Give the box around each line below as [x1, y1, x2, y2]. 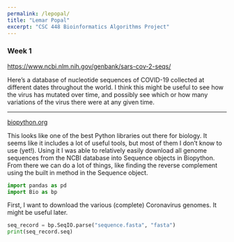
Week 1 [7, 46, 33, 56]
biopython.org [7, 118, 48, 126]
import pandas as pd [7, 182, 68, 189]
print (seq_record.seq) [7, 228, 73, 236]
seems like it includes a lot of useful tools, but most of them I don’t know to [7, 139, 223, 147]
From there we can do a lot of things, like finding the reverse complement [7, 161, 218, 169]
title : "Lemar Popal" [7, 17, 70, 24]
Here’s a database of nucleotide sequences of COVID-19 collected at [7, 75, 205, 84]
